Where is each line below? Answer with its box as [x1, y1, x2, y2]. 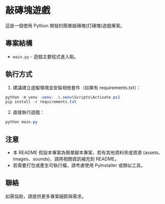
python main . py [5, 120, 38, 125]
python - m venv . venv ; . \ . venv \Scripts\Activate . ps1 [5, 95, 120, 100]
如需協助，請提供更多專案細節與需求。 [5, 193, 86, 199]
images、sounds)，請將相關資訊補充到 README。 [12, 156, 119, 162]
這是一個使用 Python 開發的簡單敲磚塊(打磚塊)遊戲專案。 [5, 22, 125, 29]
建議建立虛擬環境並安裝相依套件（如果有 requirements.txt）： [12, 84, 141, 90]
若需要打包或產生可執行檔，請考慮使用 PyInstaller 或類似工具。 [12, 162, 146, 168]
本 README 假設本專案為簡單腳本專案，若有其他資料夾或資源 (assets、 [12, 149, 163, 155]
